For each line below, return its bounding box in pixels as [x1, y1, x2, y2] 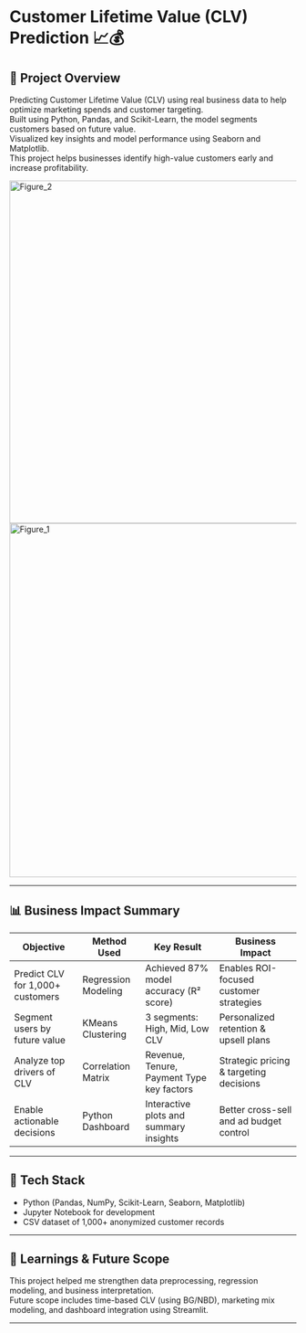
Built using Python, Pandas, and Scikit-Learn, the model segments [9, 114, 258, 124]
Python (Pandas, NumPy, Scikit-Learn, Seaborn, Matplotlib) [22, 1197, 246, 1208]
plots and [145, 1108, 185, 1121]
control [219, 1126, 250, 1138]
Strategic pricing [219, 1053, 291, 1066]
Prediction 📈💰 [9, 27, 125, 48]
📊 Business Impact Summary [9, 903, 180, 919]
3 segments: [145, 1010, 199, 1023]
